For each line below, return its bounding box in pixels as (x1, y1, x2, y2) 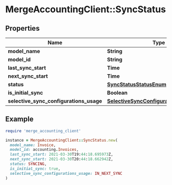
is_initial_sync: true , (10, 166, 60, 171)
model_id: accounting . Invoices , (10, 147, 79, 152)
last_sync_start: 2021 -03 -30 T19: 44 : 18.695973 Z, (10, 152, 114, 157)
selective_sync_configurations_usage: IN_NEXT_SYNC (10, 171, 123, 176)
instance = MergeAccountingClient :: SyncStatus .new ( (5, 137, 118, 143)
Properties (5, 24, 40, 33)
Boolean (107, 89, 128, 96)
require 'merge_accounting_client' (5, 128, 81, 133)
